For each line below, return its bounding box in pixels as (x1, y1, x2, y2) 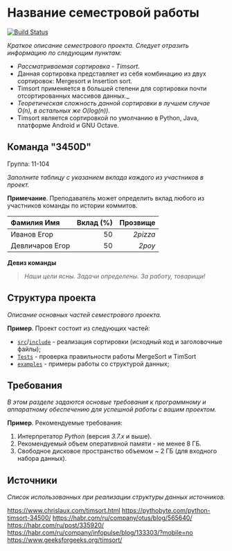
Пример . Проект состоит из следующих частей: (7, 324, 150, 332)
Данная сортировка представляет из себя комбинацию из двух (17, 69, 206, 78)
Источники (7, 474, 57, 486)
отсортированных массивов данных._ (17, 92, 130, 100)
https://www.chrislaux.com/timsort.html (7, 507, 121, 515)
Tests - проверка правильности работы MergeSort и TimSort (17, 352, 197, 360)
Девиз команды (7, 258, 57, 266)
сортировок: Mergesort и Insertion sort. (17, 76, 133, 85)
